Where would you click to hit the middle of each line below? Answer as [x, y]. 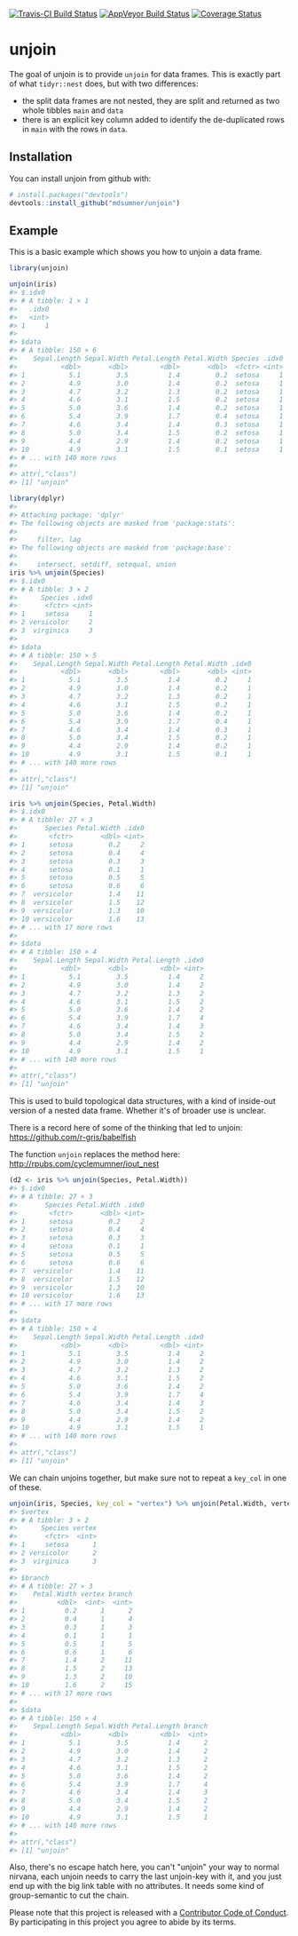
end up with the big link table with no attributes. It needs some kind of [137, 1886]
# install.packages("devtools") [69, 194]
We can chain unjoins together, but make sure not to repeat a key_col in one [148, 1478]
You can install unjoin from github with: [80, 179]
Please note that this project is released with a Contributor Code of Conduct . [149, 1913]
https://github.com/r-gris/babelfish [73, 1138]
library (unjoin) [39, 268]
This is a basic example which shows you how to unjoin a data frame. [136, 252]
